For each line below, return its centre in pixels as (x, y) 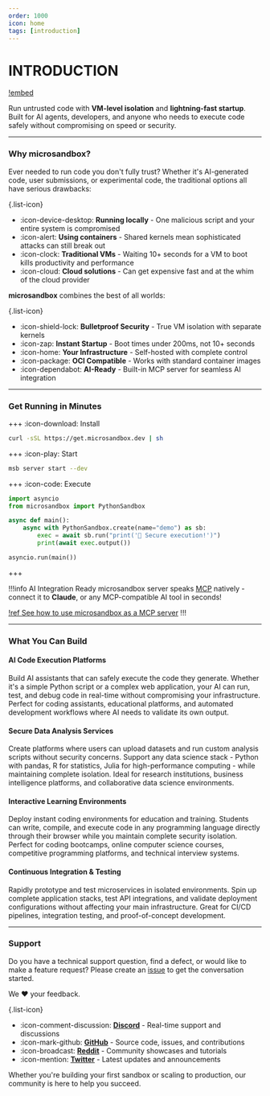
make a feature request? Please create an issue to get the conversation (126, 970)
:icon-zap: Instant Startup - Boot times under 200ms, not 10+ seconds (137, 344)
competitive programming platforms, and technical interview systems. (124, 853)
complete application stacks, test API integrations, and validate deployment (133, 898)
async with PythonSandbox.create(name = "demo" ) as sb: (115, 528)
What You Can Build (48, 641)
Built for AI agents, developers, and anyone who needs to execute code (127, 117)
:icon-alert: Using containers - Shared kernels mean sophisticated (130, 237)
